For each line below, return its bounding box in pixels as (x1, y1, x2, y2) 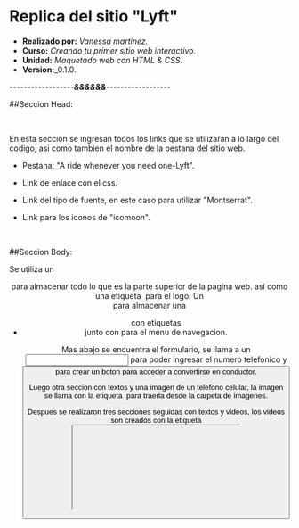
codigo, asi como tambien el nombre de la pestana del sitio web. (9, 143, 246, 153)
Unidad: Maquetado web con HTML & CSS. (21, 54, 183, 65)
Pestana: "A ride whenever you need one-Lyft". (21, 160, 195, 170)
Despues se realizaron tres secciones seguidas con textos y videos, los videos (27, 407, 286, 417)
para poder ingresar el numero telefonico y (130, 354, 287, 365)
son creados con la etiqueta (110, 415, 202, 425)
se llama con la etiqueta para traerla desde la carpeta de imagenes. (44, 391, 269, 400)
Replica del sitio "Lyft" (9, 6, 179, 27)
